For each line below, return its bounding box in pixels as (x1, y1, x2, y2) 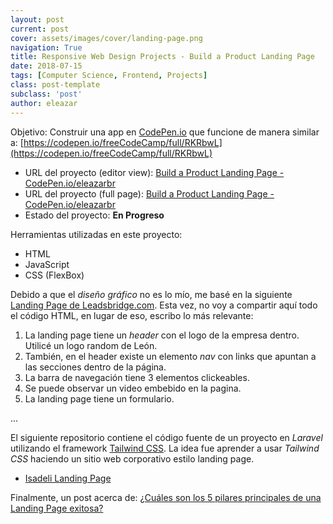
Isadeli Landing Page (24, 472, 112, 484)
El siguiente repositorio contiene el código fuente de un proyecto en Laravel (10, 431, 323, 443)
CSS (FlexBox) (24, 269, 85, 281)
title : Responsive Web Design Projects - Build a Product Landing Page (10, 52, 315, 62)
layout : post (10, 14, 65, 25)
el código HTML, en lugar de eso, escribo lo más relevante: (10, 309, 254, 321)
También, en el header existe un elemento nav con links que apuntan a (24, 350, 317, 362)
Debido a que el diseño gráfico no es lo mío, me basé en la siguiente (10, 288, 293, 300)
